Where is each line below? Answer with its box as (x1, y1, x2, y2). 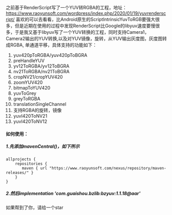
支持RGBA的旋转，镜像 (13, 107, 62, 113)
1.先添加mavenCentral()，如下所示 (6, 143, 80, 149)
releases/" (6, 170, 29, 175)
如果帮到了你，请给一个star (6, 204, 63, 210)
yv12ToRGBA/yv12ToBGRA (13, 63, 70, 69)
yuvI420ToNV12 (13, 118, 48, 124)
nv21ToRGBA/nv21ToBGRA (13, 69, 70, 74)
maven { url (21, 165, 48, 170)
